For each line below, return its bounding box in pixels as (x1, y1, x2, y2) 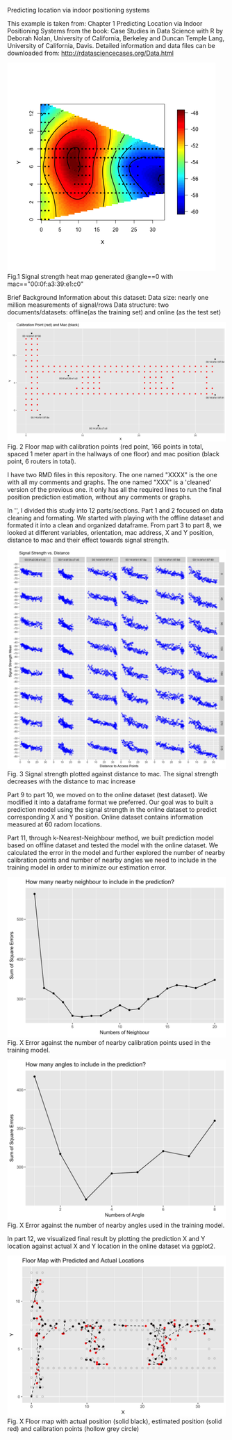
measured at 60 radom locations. (7, 820, 102, 829)
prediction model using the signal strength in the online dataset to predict (7, 805, 217, 813)
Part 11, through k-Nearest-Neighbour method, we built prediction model (7, 833, 214, 842)
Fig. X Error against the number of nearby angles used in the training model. (7, 1221, 225, 1229)
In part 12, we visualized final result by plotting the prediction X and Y (7, 1234, 206, 1242)
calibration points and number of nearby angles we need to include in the (7, 856, 217, 864)
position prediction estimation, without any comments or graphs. (7, 493, 192, 501)
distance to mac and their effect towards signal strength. (7, 536, 169, 544)
